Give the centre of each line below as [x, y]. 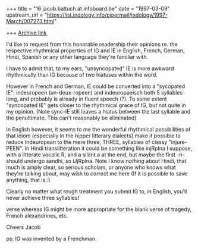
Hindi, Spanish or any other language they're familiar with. [77, 57]
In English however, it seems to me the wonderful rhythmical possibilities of [98, 129]
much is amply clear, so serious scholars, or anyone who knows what [91, 167]
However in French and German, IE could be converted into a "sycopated [96, 86]
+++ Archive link [26, 33]
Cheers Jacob [23, 227]
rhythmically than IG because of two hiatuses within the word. [82, 75]
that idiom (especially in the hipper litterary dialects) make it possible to [94, 136]
